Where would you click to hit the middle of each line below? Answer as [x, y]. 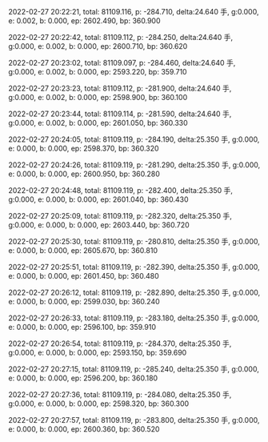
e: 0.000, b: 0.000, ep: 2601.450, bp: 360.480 [84, 276]
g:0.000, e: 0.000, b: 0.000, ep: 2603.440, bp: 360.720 [99, 225]
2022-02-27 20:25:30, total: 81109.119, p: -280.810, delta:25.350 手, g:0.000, [134, 241]
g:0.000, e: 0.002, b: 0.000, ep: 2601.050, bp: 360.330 [98, 123]
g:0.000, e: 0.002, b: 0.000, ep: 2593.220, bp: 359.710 [98, 72]
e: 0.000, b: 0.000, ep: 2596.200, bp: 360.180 [83, 378]
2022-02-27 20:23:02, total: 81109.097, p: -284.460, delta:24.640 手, [122, 63]
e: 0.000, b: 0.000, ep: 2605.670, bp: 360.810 [83, 250]
